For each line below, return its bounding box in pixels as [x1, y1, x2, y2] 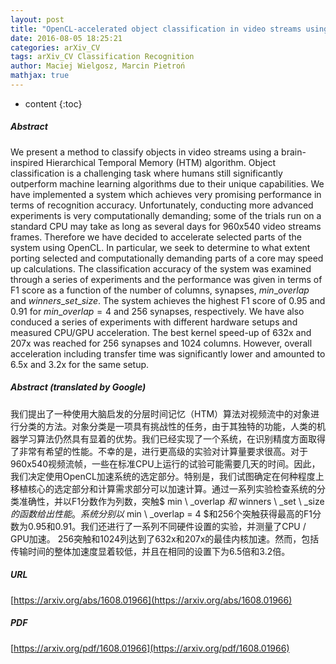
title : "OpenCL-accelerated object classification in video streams [10, 24, 302, 34]
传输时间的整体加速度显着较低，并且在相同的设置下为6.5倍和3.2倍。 [10, 545, 291, 557]
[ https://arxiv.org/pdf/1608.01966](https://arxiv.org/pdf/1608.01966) [10, 642, 290, 654]
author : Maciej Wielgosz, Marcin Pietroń [10, 61, 186, 71]
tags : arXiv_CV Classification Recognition [10, 52, 195, 62]
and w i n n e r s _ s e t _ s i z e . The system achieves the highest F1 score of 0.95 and [10, 294, 326, 306]
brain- [281, 146, 307, 158]
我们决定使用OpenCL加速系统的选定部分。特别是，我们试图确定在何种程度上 [10, 470, 325, 482]
